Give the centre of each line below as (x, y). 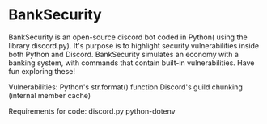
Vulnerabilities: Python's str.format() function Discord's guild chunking (125, 87)
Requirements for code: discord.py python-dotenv (92, 111)
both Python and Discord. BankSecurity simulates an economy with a (123, 54)
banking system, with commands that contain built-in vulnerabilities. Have (131, 63)
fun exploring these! (42, 71)
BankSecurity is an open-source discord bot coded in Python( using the (128, 37)
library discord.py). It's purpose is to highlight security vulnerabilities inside (134, 45)
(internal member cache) (50, 95)
